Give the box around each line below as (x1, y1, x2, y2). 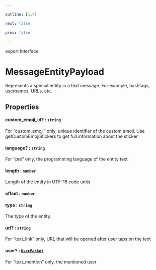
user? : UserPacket (5, 247, 44, 253)
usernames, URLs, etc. (5, 88, 52, 94)
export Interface (5, 48, 39, 55)
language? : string (5, 145, 45, 151)
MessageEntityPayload (5, 66, 105, 77)
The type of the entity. (5, 213, 51, 220)
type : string (5, 202, 33, 208)
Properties (5, 102, 39, 111)
